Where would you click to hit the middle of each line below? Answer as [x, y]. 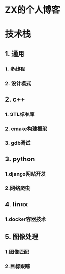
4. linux [17, 204]
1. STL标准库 [20, 114]
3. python [20, 159]
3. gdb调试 [18, 143]
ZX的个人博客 [32, 10]
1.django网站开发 [25, 174]
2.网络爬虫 [18, 188]
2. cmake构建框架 [26, 129]
